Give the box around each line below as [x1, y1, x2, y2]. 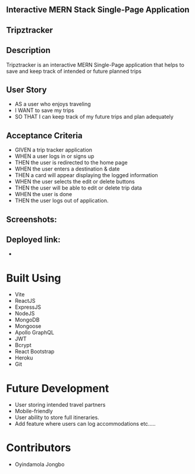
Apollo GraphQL [14, 329, 55, 336]
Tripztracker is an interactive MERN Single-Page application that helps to [6, 61, 184, 68]
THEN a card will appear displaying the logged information [14, 172, 159, 179]
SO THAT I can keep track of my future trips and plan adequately [14, 113, 174, 120]
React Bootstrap [14, 348, 55, 355]
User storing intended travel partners [14, 401, 106, 408]
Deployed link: [6, 235, 61, 244]
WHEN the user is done [14, 191, 73, 198]
